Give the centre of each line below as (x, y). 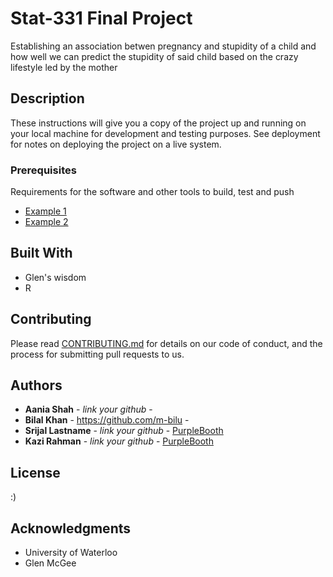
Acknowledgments (71, 528)
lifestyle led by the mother (64, 67)
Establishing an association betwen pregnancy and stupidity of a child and (163, 46)
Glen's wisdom (55, 277)
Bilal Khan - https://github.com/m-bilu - (107, 420)
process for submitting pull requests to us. (97, 354)
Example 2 (46, 222)
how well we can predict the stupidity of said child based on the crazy (154, 56)
